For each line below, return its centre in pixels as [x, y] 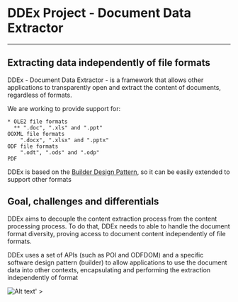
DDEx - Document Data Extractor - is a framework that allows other [106, 80]
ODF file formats [33, 146]
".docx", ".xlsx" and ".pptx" [65, 140]
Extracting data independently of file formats [109, 63]
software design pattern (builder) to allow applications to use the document [118, 262]
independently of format [43, 277]
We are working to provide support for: [64, 108]
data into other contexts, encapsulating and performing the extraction [109, 269]
